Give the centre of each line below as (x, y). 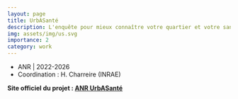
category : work (30, 47)
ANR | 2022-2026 (44, 67)
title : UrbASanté (33, 21)
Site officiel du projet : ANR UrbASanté (65, 88)
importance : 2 (28, 40)
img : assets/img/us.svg (42, 34)
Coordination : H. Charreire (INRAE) (69, 74)
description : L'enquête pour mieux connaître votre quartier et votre (114, 27)
